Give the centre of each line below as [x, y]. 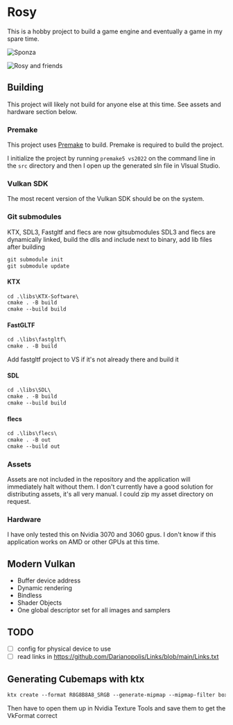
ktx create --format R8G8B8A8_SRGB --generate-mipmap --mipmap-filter [111, 695]
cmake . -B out [29, 440]
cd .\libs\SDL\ [29, 390]
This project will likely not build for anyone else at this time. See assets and [114, 104]
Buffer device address [49, 580]
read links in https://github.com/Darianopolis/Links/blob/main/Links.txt [118, 657]
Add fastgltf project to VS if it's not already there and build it [93, 359]
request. [19, 502]
